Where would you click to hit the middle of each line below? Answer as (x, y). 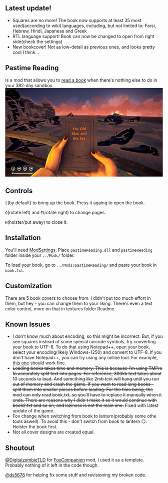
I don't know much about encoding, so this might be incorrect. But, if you (88, 336)
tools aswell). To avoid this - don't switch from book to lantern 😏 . (80, 421)
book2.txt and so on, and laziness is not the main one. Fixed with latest (85, 405)
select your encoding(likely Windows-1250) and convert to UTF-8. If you (87, 352)
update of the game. (33, 411)
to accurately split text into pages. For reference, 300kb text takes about (87, 374)
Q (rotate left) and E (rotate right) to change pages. (55, 212)
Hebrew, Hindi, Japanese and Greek (49, 31)
